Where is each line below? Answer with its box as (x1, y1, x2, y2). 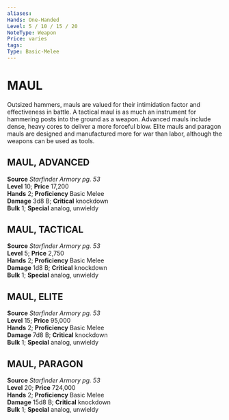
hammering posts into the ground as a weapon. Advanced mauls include (7, 114, 211, 123)
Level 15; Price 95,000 (7, 317, 71, 325)
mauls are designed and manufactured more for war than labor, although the (7, 129, 222, 138)
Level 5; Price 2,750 (7, 249, 65, 258)
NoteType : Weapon (7, 29, 57, 36)
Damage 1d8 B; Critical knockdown (7, 264, 107, 272)
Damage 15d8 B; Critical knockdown (7, 398, 111, 406)
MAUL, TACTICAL (7, 224, 84, 236)
